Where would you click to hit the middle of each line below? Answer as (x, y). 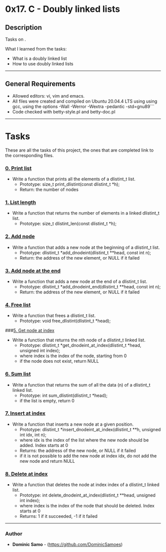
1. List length (21, 202)
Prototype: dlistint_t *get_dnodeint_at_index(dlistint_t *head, (81, 345)
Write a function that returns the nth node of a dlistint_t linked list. (79, 340)
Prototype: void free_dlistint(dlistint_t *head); (65, 321)
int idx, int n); (33, 435)
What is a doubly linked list (40, 58)
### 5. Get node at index (30, 331)
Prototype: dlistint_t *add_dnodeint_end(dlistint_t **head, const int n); (90, 286)
